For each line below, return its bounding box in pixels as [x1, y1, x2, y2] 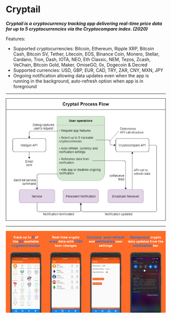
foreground [13, 83, 37, 90]
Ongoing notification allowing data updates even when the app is [13, 72, 149, 78]
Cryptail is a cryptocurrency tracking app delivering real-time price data [6, 20, 162, 26]
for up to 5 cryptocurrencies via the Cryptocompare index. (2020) [6, 25, 148, 32]
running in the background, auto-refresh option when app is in [13, 78, 144, 84]
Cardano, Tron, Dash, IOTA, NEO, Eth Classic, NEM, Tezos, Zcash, [13, 56, 151, 62]
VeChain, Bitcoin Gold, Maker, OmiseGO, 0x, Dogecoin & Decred [13, 62, 148, 68]
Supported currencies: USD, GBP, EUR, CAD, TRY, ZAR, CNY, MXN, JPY [13, 67, 164, 73]
